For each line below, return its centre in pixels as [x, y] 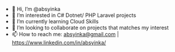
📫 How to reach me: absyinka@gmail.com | [65, 34]
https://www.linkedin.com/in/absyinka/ [59, 43]
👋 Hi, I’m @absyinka [36, 9]
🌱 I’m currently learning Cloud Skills [55, 21]
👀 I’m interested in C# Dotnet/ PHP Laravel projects [74, 15]
